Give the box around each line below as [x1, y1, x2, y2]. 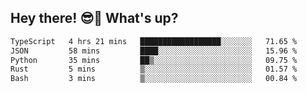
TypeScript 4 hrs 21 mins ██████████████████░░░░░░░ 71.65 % [10, 36, 298, 46]
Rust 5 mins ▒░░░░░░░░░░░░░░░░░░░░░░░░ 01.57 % [10, 64, 298, 75]
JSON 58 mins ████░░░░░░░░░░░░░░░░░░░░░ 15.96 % [10, 46, 298, 56]
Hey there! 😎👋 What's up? [10, 10, 179, 27]
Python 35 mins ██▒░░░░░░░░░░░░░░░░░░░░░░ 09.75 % [10, 55, 298, 65]
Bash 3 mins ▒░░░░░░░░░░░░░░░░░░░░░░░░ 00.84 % [10, 74, 298, 84]
